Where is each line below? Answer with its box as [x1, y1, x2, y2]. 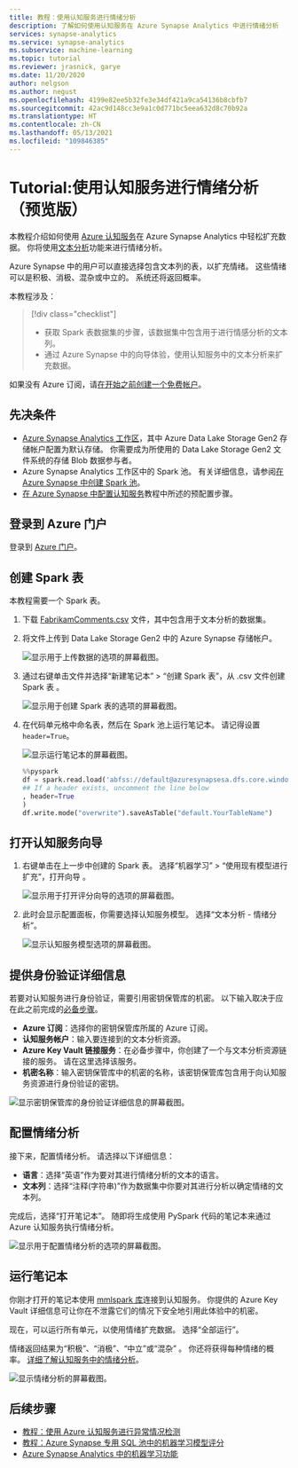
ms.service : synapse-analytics [9, 37, 125, 47]
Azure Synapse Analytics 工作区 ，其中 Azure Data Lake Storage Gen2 [21, 432, 278, 444]
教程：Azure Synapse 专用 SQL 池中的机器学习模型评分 [21, 1438, 224, 1448]
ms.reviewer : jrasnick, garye [9, 63, 122, 72]
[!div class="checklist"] [30, 308, 117, 319]
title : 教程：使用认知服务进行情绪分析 [9, 12, 137, 22]
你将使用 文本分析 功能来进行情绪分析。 [26, 241, 167, 253]
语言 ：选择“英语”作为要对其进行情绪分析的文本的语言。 [21, 1169, 224, 1180]
